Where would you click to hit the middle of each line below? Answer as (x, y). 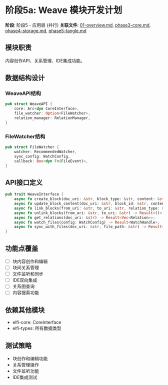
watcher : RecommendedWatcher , (46, 151)
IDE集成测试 (25, 377)
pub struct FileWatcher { (32, 147)
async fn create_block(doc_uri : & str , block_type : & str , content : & (87, 199)
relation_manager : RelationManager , (52, 118)
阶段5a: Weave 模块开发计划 (64, 10)
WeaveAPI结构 (23, 93)
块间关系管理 (25, 267)
